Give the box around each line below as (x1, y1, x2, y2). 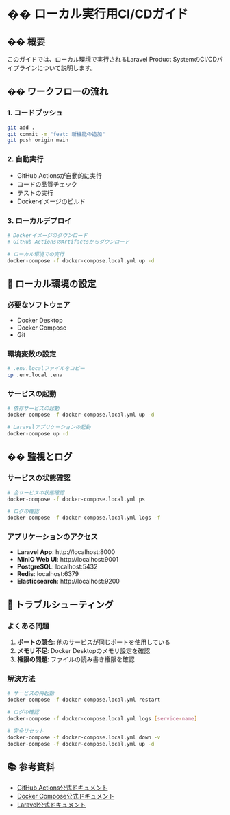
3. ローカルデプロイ (7, 216, 72, 225)
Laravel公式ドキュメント (16, 801, 86, 809)
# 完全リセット (7, 727, 44, 735)
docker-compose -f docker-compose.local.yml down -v (7, 734, 161, 741)
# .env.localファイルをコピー (7, 365, 86, 372)
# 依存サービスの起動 (7, 405, 60, 412)
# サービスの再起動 (7, 690, 55, 697)
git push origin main (7, 137, 69, 144)
